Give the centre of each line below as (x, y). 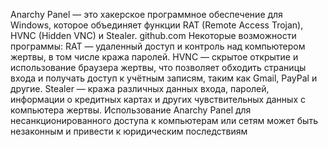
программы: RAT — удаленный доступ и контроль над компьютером (158, 46)
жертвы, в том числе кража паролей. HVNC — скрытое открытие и (154, 57)
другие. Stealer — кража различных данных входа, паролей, (140, 88)
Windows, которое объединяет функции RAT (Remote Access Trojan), (157, 25)
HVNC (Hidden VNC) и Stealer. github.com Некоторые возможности (153, 35)
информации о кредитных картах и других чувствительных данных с (158, 99)
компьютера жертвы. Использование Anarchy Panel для (131, 110)
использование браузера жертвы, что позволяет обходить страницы (158, 67)
